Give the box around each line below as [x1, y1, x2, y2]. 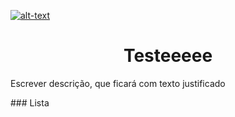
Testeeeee [123, 45, 213, 67]
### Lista [10, 96, 50, 109]
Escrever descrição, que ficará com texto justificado [10, 77, 226, 89]
